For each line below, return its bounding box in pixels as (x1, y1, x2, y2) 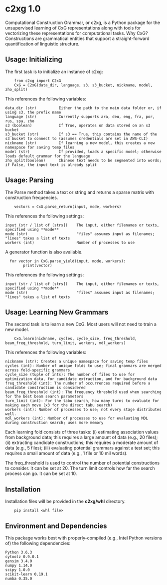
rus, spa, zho (5, 118, 35, 123)
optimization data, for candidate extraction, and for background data (5, 376, 157, 381)
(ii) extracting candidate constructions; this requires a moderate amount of (5, 439, 159, 445)
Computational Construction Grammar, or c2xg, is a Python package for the (5, 19, 161, 25)
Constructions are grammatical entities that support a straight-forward (5, 35, 150, 41)
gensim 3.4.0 (5, 558, 32, 563)
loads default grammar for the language (5, 153, 91, 158)
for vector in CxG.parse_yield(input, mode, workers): (9, 258, 126, 263)
